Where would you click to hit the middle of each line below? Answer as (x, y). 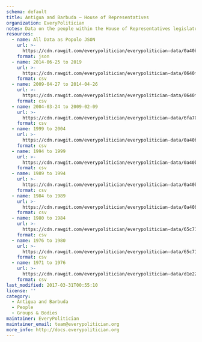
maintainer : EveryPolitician (43, 319)
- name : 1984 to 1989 (39, 196)
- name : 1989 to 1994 (39, 174)
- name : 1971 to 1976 (39, 263)
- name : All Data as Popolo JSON (54, 40)
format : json (33, 56)
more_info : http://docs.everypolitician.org (63, 330)
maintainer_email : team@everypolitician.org (63, 324)
